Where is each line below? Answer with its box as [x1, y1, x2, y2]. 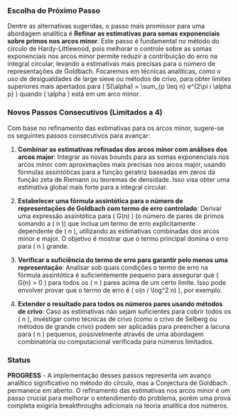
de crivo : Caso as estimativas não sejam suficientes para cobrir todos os [17, 307, 232, 315]
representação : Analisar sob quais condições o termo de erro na [17, 263, 208, 271]
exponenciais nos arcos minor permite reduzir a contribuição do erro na [7, 52, 218, 60]
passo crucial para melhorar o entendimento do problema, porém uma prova [7, 394, 231, 402]
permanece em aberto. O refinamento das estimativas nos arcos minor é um [7, 386, 231, 394]
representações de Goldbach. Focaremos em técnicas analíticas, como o [7, 67, 222, 76]
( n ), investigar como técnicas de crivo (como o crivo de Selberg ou [17, 315, 217, 323]
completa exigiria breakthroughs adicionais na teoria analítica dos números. [7, 401, 229, 410]
